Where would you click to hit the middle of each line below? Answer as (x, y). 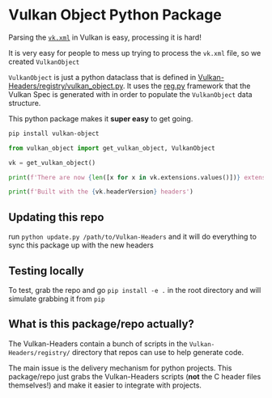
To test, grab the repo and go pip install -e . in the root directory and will (135, 290)
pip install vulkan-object (54, 133)
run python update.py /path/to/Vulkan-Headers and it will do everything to (133, 237)
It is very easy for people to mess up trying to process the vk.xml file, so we (135, 53)
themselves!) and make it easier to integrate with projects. (105, 385)
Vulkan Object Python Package (115, 15)
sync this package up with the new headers (81, 245)
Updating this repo (56, 217)
